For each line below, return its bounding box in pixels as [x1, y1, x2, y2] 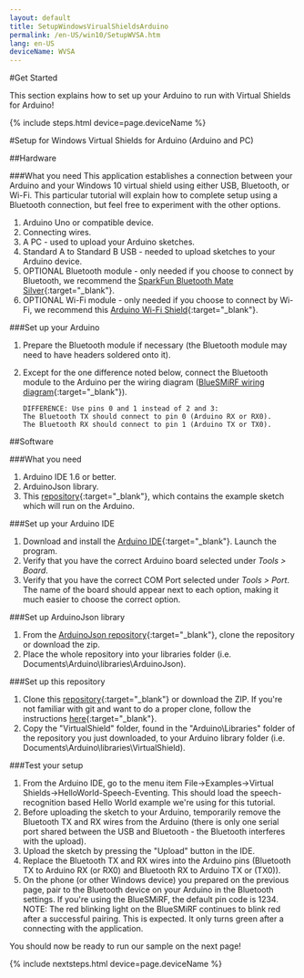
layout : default [9, 13, 71, 23]
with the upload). [22, 836, 86, 847]
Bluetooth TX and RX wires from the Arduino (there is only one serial [22, 817, 279, 827]
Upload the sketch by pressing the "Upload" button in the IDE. [22, 846, 256, 857]
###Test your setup [9, 760, 84, 771]
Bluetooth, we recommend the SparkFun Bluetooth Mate [22, 276, 234, 286]
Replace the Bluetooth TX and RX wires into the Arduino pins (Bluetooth [22, 855, 291, 867]
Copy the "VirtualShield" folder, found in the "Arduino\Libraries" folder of [22, 723, 296, 734]
